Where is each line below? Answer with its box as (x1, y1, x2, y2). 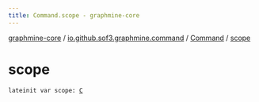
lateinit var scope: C (8, 86, 83, 94)
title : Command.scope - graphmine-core (8, 11, 140, 20)
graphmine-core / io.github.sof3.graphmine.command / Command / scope (8, 33, 251, 42)
